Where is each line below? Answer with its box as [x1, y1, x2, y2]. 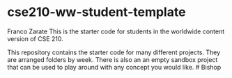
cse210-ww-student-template [7, 4, 186, 20]
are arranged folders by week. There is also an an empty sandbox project [7, 55, 218, 63]
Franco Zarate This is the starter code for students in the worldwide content [7, 27, 225, 36]
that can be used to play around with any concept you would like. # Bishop [7, 63, 222, 71]
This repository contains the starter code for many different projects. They [7, 48, 221, 56]
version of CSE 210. [7, 34, 64, 42]
